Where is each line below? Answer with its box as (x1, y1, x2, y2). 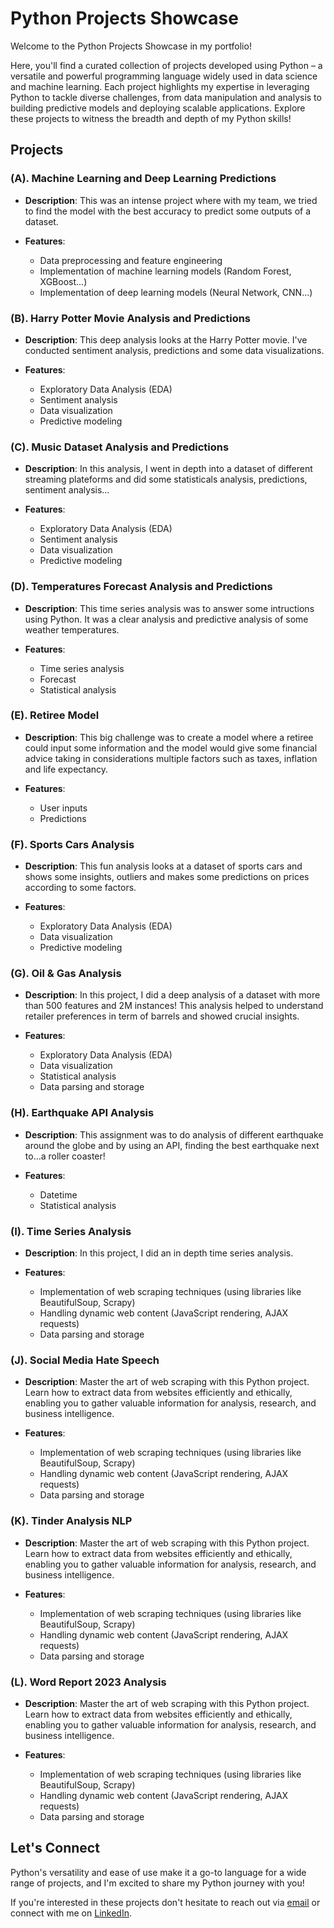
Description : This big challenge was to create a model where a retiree (24, 731, 314, 743)
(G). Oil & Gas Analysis (10, 967, 122, 981)
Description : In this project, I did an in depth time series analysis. (24, 1247, 294, 1259)
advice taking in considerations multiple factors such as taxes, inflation (24, 752, 318, 764)
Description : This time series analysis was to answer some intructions (24, 602, 315, 614)
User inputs (39, 802, 88, 814)
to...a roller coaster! (24, 1150, 106, 1162)
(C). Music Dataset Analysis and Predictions (10, 440, 230, 454)
